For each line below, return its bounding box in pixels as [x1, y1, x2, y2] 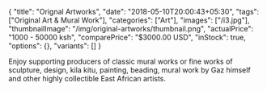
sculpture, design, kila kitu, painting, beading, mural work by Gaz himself [8, 65, 251, 75]
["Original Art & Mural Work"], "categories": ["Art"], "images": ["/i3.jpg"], [8, 15, 250, 25]
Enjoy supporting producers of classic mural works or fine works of [8, 56, 233, 66]
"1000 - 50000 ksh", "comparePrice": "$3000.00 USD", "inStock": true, [8, 32, 247, 42]
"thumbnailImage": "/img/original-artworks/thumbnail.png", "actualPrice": [8, 24, 254, 33]
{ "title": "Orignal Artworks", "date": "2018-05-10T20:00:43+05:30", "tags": [8, 7, 260, 16]
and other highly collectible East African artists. [8, 74, 167, 83]
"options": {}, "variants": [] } [8, 41, 102, 51]
